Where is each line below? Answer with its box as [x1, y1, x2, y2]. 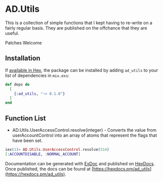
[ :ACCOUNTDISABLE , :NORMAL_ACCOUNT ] [5, 151, 81, 156]
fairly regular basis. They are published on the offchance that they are [5, 25, 147, 31]
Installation [5, 54, 41, 63]
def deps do [5, 82, 30, 87]
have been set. [12, 137, 43, 144]
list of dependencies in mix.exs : [5, 73, 70, 78]
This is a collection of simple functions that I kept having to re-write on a [5, 20, 152, 26]
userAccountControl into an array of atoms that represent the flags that [12, 132, 157, 138]
